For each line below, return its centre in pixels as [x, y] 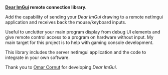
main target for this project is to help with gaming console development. [79, 42]
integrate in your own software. [38, 57]
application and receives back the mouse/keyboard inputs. [66, 22]
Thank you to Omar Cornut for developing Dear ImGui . [61, 67]
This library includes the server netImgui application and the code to [76, 52]
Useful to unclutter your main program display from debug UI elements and [83, 32]
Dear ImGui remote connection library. [46, 7]
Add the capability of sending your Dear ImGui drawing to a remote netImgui [84, 17]
